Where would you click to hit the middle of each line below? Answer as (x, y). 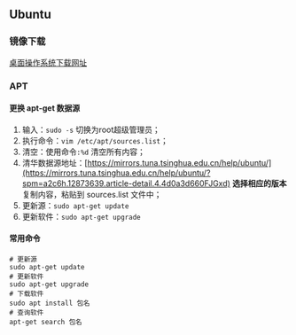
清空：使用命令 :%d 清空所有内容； (84, 152)
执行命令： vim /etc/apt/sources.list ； (95, 140)
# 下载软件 (27, 294)
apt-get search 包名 (46, 323)
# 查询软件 (27, 313)
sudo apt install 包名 (50, 304)
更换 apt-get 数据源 (45, 108)
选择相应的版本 (259, 183)
